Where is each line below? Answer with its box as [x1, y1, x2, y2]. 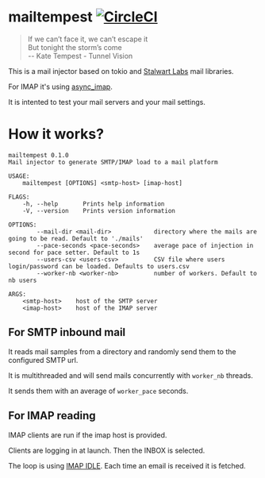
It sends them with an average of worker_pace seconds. [8, 386, 189, 395]
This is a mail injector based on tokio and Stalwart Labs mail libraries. [8, 66, 234, 75]
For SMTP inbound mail [8, 326, 126, 339]
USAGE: [8, 172, 30, 180]
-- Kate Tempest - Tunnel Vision [27, 51, 133, 60]
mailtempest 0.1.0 [8, 151, 69, 159]
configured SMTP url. [8, 355, 79, 364]
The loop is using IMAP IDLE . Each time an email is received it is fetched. [8, 461, 246, 470]
